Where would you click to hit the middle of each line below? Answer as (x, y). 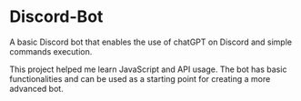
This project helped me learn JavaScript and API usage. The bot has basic (148, 69)
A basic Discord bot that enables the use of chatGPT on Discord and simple (151, 42)
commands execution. (51, 51)
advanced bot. (36, 88)
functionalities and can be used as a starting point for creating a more (140, 78)
